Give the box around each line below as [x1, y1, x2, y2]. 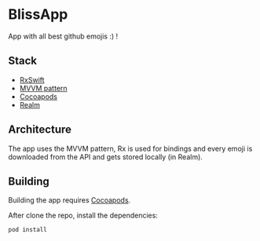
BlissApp [8, 5, 68, 24]
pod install [8, 226, 47, 234]
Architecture [8, 123, 72, 137]
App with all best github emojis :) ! [8, 31, 119, 41]
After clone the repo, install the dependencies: [8, 210, 159, 221]
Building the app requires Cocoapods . [8, 195, 131, 205]
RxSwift [19, 75, 45, 84]
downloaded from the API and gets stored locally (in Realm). [8, 152, 203, 162]
